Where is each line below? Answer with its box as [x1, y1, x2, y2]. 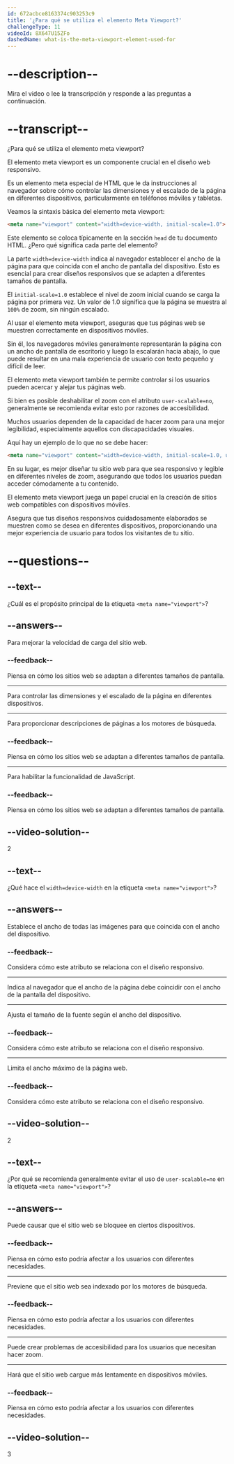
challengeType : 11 [7, 23, 61, 30]
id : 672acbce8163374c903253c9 [7, 10, 95, 17]
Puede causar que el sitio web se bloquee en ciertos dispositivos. [7, 1221, 196, 1230]
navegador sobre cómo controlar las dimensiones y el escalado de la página [7, 187, 226, 194]
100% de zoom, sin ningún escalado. [7, 305, 109, 313]
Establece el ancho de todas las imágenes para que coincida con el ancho [7, 922, 220, 930]
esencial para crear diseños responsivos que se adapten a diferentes [7, 269, 205, 277]
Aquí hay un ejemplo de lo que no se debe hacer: [7, 438, 148, 447]
